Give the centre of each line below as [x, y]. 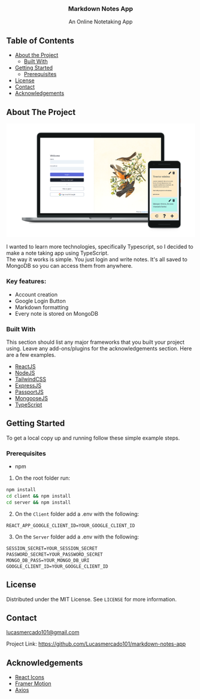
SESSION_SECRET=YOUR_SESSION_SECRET [52, 548]
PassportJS [29, 392]
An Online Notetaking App [101, 22]
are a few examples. [31, 355]
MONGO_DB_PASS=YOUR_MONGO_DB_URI [48, 560]
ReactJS [25, 366]
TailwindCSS [31, 379]
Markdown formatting [42, 307]
